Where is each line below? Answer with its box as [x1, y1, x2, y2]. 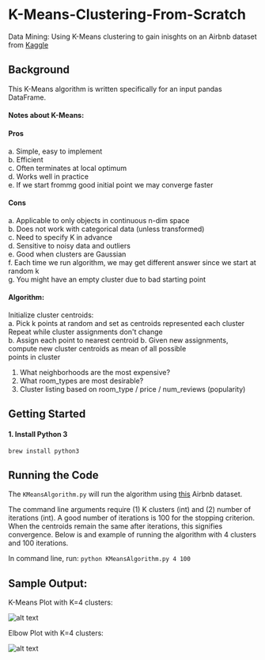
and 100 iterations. [8, 538, 69, 548]
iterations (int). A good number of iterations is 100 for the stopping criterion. [8, 513, 256, 523]
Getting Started [8, 408, 86, 421]
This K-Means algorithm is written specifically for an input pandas [8, 84, 223, 93]
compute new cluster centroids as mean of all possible [8, 343, 187, 353]
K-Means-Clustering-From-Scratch [8, 6, 247, 24]
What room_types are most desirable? [19, 376, 144, 385]
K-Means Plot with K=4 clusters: [8, 597, 113, 607]
